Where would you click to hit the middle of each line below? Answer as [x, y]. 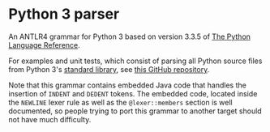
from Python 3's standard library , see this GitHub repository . [109, 69]
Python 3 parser [64, 14]
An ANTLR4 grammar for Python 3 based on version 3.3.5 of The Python [130, 36]
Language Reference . [45, 45]
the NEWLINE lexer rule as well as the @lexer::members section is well [120, 102]
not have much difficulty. [50, 119]
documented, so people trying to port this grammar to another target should [135, 111]
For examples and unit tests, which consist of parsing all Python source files [135, 61]
